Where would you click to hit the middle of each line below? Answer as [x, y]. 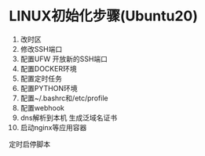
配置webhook [42, 107]
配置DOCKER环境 [48, 68]
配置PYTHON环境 [49, 88]
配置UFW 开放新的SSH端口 [64, 59]
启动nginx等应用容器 [53, 127]
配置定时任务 [41, 78]
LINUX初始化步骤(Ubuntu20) [104, 16]
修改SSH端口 [41, 49]
